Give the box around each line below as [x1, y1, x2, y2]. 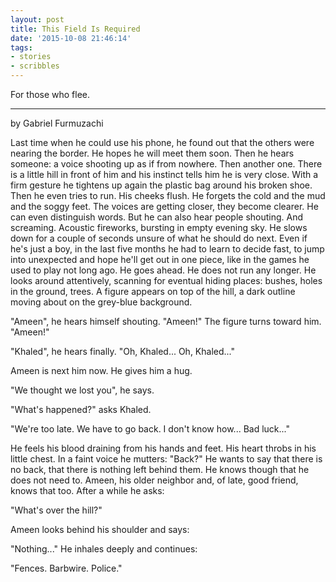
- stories [10, 52, 52, 62]
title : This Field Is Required [10, 24, 141, 34]
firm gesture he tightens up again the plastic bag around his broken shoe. [10, 179, 313, 191]
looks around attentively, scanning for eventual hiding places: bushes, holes [10, 275, 323, 286]
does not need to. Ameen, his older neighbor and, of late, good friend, [10, 474, 299, 486]
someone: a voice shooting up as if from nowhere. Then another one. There [10, 158, 323, 170]
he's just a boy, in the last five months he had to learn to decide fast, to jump [10, 243, 325, 255]
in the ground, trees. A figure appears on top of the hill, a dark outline [10, 286, 296, 297]
